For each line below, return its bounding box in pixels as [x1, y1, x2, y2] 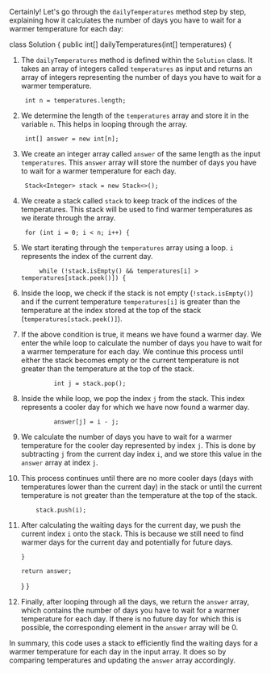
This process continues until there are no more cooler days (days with [20, 474, 253, 483]
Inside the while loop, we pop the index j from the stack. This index [20, 394, 245, 403]
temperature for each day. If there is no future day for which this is [20, 614, 242, 624]
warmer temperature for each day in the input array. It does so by [9, 647, 227, 656]
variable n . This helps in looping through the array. [20, 119, 188, 128]
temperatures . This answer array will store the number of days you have [20, 157, 257, 167]
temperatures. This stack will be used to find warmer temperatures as [20, 205, 253, 214]
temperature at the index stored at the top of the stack [20, 306, 202, 315]
